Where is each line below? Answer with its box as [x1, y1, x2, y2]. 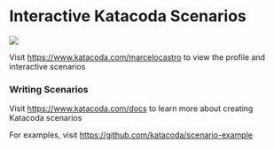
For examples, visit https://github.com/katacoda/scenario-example [9, 130, 253, 140]
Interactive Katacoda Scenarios [9, 6, 247, 26]
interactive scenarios [9, 61, 86, 71]
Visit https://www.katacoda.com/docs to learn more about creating [9, 103, 254, 114]
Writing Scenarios [9, 83, 89, 95]
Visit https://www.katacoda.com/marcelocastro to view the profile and [9, 51, 266, 63]
